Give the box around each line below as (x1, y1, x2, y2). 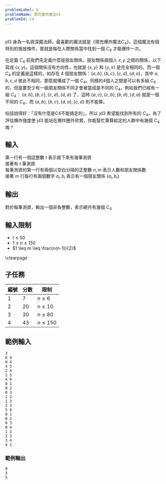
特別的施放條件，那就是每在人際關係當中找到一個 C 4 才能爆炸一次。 (5, 46, 144, 53)
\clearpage (5, 255, 28, 261)
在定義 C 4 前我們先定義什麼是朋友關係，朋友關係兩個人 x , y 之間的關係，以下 (5, 57, 162, 64)
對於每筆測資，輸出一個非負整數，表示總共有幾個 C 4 (5, 204, 112, 211)
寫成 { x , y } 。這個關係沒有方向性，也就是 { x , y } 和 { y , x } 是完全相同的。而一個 (5, 64, 160, 70)
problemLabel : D (5, 7, 39, 12)
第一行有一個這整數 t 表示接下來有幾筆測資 (5, 155, 92, 161)
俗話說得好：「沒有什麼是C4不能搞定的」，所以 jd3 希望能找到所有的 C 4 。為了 (5, 110, 162, 117)
